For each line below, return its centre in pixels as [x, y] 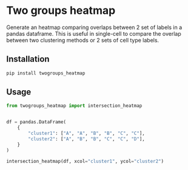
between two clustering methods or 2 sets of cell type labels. [83, 40]
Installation [28, 59]
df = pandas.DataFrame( [36, 122]
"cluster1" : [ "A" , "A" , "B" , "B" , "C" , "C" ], [87, 134]
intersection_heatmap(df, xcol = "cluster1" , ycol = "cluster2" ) [85, 161]
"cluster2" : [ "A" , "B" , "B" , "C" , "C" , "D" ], [87, 139]
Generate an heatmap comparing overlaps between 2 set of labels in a [94, 27]
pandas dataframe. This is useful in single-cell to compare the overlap [94, 33]
